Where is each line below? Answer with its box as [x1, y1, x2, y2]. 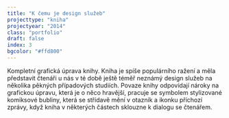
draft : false [7, 35, 45, 42]
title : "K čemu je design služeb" [7, 10, 106, 17]
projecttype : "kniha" [7, 16, 69, 23]
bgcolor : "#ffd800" [7, 48, 63, 55]
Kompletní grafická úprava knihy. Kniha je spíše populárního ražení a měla [7, 66, 216, 75]
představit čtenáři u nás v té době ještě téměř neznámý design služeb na [7, 74, 213, 82]
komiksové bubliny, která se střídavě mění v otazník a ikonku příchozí [7, 95, 203, 104]
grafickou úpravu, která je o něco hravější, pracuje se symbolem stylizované [7, 88, 223, 96]
